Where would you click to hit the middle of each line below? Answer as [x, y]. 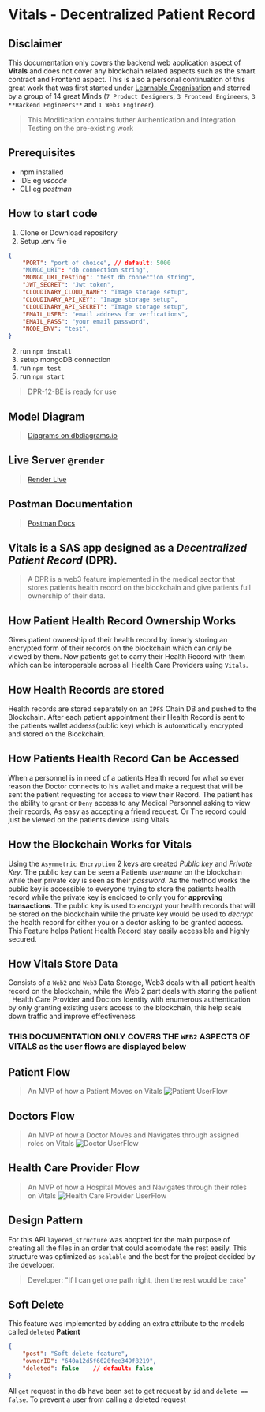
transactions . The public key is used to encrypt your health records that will [132, 905]
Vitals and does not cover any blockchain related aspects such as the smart [132, 71]
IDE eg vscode [43, 180]
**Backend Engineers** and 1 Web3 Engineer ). [82, 105]
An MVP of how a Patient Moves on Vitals [95, 1092]
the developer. [32, 1264]
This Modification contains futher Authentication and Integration [132, 120]
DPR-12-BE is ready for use [72, 391]
